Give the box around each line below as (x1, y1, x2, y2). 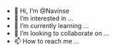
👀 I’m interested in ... (13, 14, 74, 22)
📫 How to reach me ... (13, 37, 79, 45)
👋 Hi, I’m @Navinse (13, 7, 70, 15)
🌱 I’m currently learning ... (13, 22, 89, 30)
